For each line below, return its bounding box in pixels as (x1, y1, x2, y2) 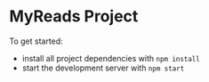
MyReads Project (9, 6, 139, 27)
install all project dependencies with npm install (21, 53, 200, 63)
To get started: (9, 36, 64, 46)
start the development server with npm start (21, 62, 185, 73)
